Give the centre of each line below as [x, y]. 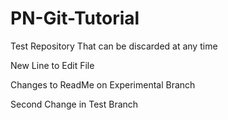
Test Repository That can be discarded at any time [114, 46]
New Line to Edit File [52, 65]
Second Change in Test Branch [74, 104]
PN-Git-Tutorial [75, 18]
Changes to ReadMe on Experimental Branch [103, 84]
